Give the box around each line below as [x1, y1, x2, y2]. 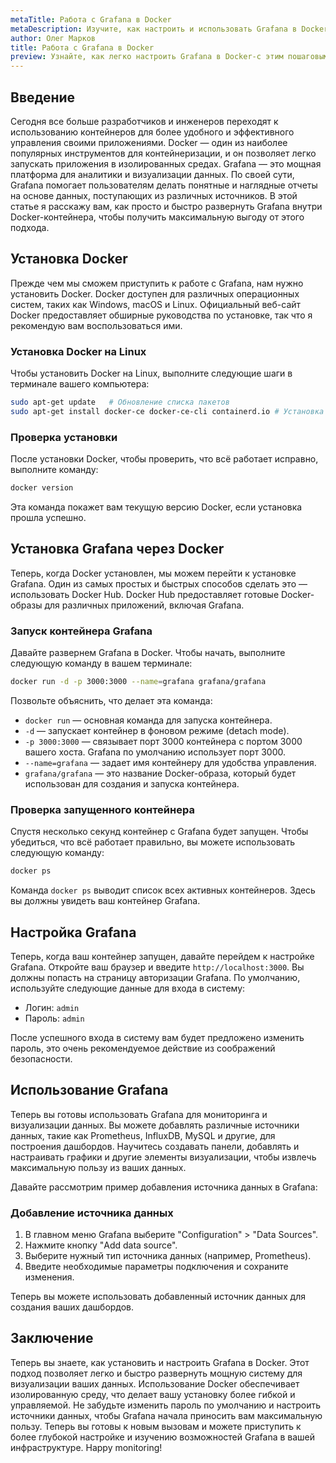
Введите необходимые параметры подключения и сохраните [24, 1261, 289, 1273]
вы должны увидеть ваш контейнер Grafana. [10, 895, 201, 907]
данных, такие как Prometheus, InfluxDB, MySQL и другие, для [10, 1129, 276, 1141]
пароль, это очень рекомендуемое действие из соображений [10, 1042, 276, 1054]
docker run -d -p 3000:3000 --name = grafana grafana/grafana [10, 677, 267, 687]
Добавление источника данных [10, 1206, 174, 1220]
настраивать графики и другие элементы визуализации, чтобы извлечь [10, 1151, 317, 1163]
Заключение [10, 1330, 94, 1347]
